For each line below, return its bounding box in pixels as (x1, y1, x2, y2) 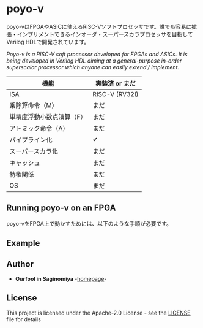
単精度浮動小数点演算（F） (9, 112, 87, 121)
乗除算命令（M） (9, 101, 58, 109)
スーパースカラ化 (9, 147, 59, 155)
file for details (6, 315, 41, 323)
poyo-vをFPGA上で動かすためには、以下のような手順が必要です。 (6, 219, 172, 227)
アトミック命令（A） (9, 124, 69, 132)
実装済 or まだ (95, 79, 136, 88)
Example (6, 238, 40, 248)
